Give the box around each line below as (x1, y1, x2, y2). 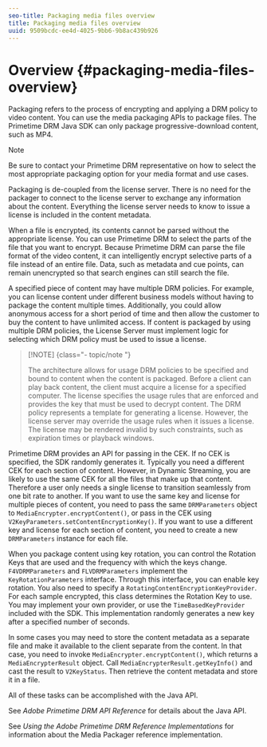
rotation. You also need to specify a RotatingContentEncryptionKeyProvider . (8, 583, 257, 593)
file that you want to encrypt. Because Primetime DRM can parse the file (8, 243, 245, 252)
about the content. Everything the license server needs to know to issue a (8, 201, 251, 212)
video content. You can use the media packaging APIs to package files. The (8, 113, 257, 122)
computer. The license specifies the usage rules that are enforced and (27, 391, 259, 400)
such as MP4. (8, 129, 53, 140)
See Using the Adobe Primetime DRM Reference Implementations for (8, 721, 234, 731)
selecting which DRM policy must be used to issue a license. (8, 335, 207, 344)
